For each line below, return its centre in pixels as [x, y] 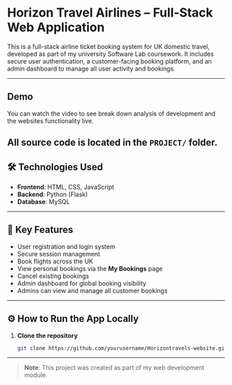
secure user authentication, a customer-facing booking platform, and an [109, 61]
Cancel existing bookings [53, 276]
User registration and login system [66, 246]
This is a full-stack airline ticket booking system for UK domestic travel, [108, 46]
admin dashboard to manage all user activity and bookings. [91, 68]
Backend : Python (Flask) [52, 194]
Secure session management [58, 254]
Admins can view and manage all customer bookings [92, 290]
